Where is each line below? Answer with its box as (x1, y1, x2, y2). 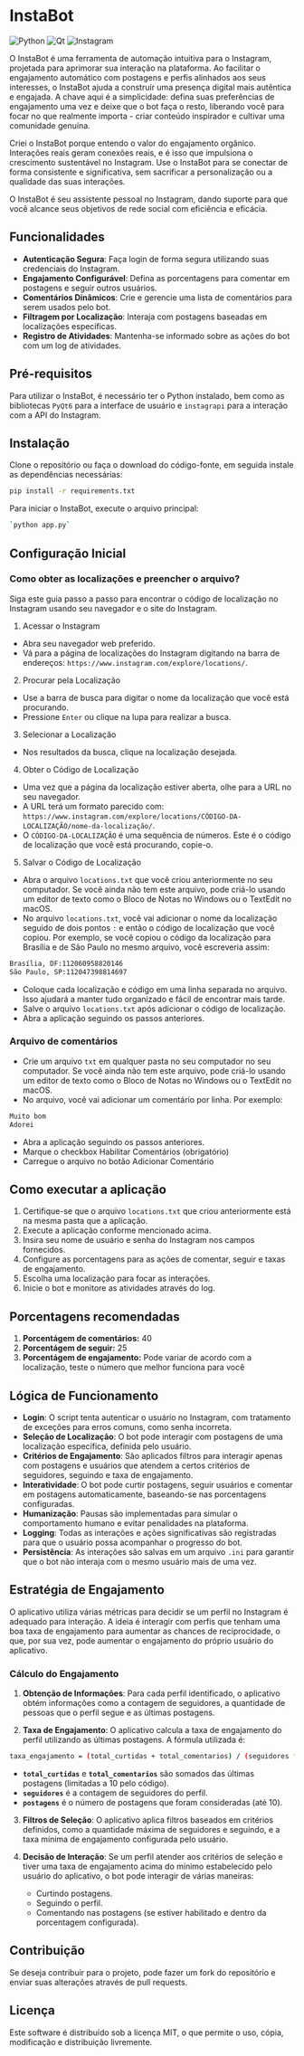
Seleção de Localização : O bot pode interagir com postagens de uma (22, 1431, 283, 1443)
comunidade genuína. (9, 119, 90, 131)
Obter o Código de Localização (22, 763, 139, 774)
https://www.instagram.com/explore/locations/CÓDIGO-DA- (22, 811, 242, 821)
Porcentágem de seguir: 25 (22, 1342, 128, 1353)
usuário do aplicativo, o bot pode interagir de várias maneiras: (22, 1871, 254, 1881)
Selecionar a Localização (22, 729, 117, 740)
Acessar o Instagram (22, 621, 100, 631)
